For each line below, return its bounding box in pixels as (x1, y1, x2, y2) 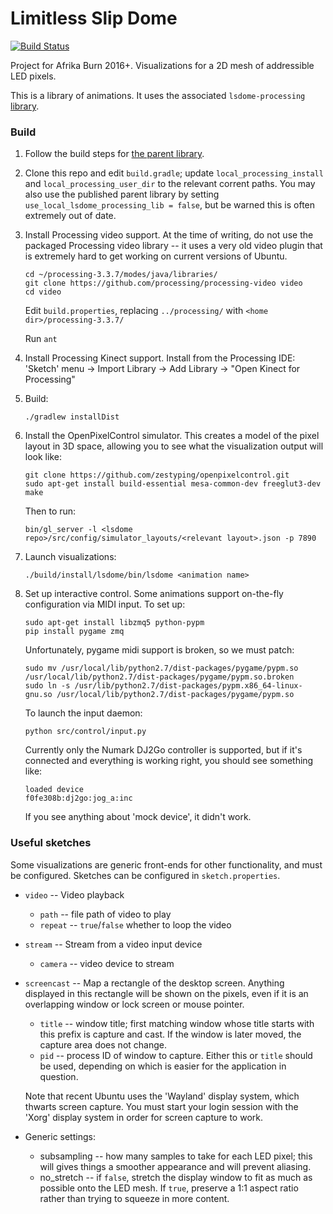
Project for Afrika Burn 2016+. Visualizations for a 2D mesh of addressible (10, 59, 315, 71)
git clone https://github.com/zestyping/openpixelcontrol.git (24, 470, 290, 481)
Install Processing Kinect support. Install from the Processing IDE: (24, 352, 296, 364)
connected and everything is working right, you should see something (24, 755, 314, 767)
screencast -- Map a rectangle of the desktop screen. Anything (24, 977, 285, 989)
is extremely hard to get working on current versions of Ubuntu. (24, 250, 288, 262)
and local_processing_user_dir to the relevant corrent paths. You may (24, 178, 316, 190)
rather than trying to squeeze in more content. (39, 1192, 230, 1204)
